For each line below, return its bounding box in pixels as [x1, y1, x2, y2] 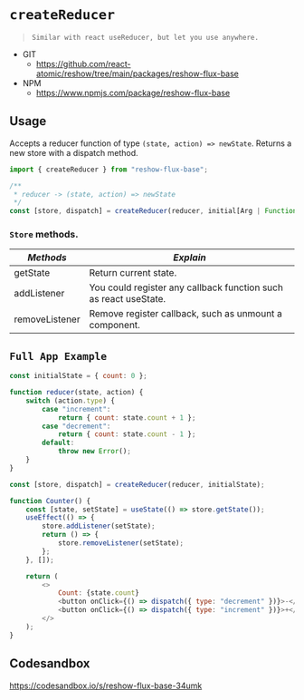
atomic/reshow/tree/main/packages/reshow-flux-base [35, 68, 240, 79]
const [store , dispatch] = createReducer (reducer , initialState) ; [9, 480, 265, 489]
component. [89, 319, 140, 332]
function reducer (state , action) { [9, 388, 144, 397]
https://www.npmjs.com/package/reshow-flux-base [35, 87, 231, 98]
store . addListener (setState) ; [42, 521, 156, 531]
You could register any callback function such [89, 281, 283, 294]
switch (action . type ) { [25, 396, 116, 405]
